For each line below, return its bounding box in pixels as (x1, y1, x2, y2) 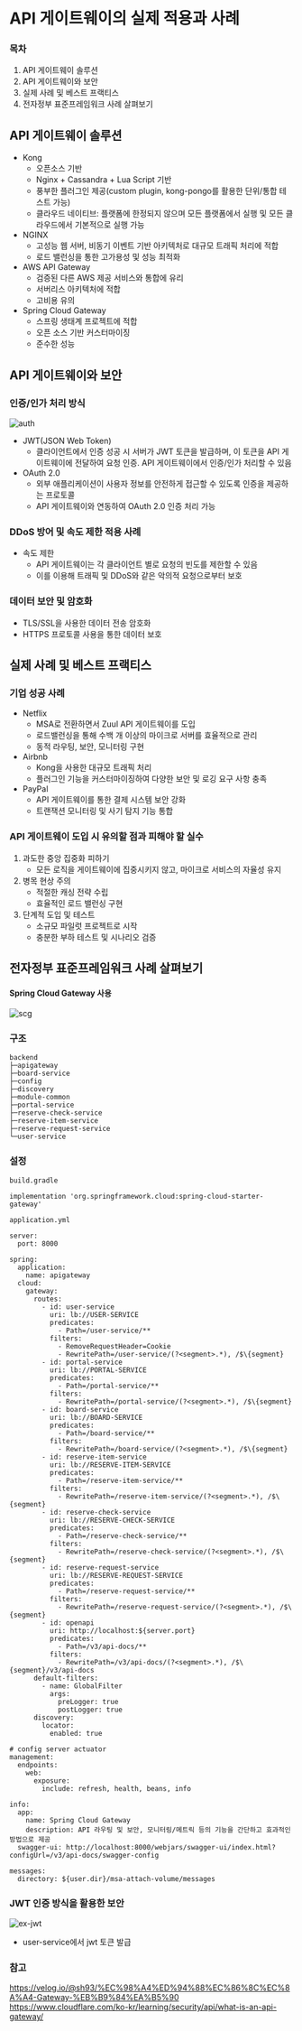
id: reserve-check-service (49, 1507, 151, 1516)
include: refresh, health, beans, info (41, 1784, 192, 1793)
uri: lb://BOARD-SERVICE (49, 1413, 143, 1422)
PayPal (22, 784, 49, 794)
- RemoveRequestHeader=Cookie (57, 1341, 171, 1350)
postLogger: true (57, 1705, 124, 1714)
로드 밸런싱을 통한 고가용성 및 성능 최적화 (35, 252, 181, 263)
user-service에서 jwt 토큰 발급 (22, 1937, 132, 1948)
